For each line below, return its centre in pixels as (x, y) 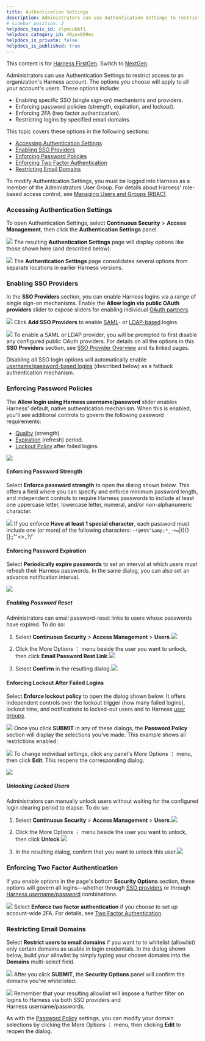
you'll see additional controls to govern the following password (85, 415)
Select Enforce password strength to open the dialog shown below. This (98, 485)
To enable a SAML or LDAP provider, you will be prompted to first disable (105, 335)
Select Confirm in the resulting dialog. (63, 669)
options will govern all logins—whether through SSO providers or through (99, 887)
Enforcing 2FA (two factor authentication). (68, 113)
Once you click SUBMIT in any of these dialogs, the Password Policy (101, 728)
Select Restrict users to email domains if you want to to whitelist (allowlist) (101, 942)
